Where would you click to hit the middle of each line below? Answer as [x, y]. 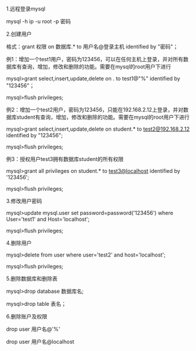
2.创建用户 [19, 34]
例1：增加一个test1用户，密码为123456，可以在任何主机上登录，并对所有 [95, 59]
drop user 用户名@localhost [40, 341]
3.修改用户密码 [24, 201]
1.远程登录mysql [26, 9]
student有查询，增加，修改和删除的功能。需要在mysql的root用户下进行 [103, 117]
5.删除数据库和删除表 [32, 279]
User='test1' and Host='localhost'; [48, 219]
